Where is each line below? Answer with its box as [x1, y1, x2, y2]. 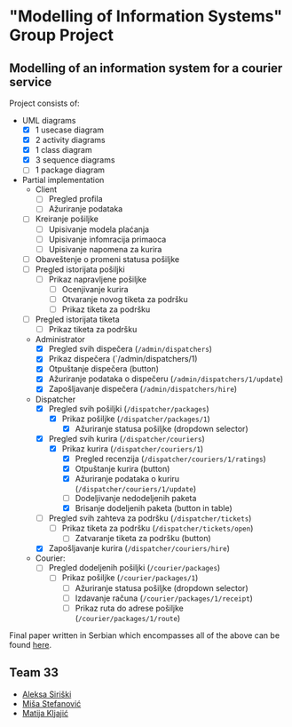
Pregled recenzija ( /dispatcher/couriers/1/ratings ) [75, 453, 266, 464]
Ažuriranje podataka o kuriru [75, 473, 180, 483]
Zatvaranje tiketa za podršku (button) [75, 533, 211, 544]
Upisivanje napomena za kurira [48, 244, 162, 254]
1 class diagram [35, 145, 92, 156]
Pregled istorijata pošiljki [35, 264, 126, 275]
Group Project [9, 25, 114, 45]
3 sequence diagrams [35, 155, 115, 165]
